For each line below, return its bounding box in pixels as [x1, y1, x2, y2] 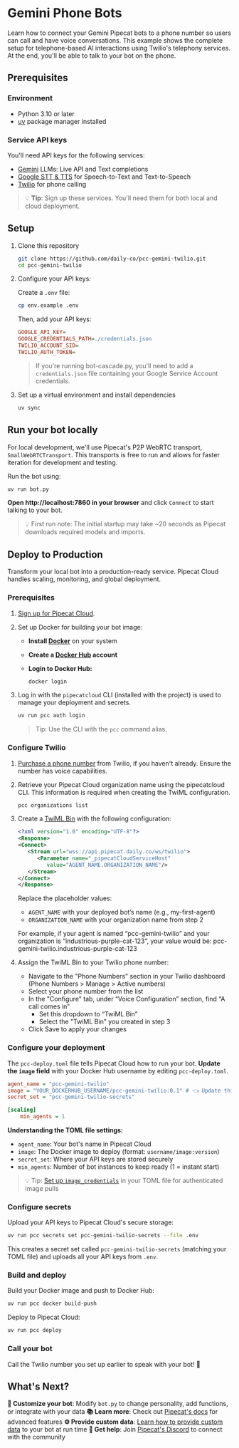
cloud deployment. [24, 202, 80, 210]
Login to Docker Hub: [28, 664, 92, 672]
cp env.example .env [17, 302, 79, 309]
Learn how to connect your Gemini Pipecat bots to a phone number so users [7, 28, 231, 37]
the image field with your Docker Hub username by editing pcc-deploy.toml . [7, 1066, 229, 1075]
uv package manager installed [17, 117, 107, 125]
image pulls [24, 1184, 59, 1192]
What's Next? [7, 1380, 70, 1392]
